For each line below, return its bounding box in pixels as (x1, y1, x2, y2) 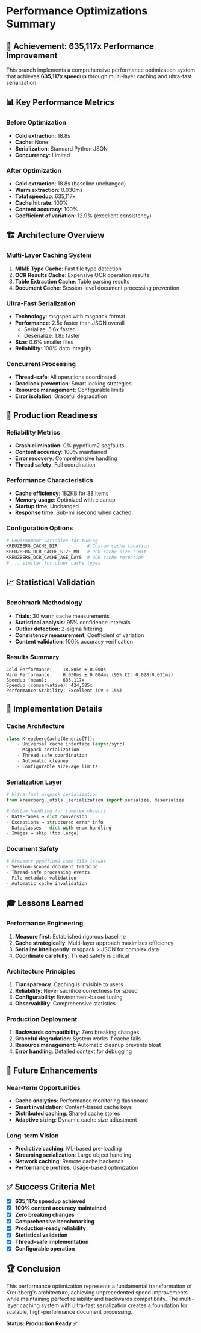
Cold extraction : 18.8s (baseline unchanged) (14, 179, 126, 187)
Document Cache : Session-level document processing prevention (14, 284, 180, 291)
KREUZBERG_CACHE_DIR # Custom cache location (6, 543, 149, 549)
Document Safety (6, 845, 59, 853)
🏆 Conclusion (6, 1263, 61, 1274)
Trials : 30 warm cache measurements (14, 612, 110, 620)
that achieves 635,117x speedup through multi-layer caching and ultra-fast (6, 73, 192, 79)
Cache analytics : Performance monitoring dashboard (14, 1097, 149, 1104)
